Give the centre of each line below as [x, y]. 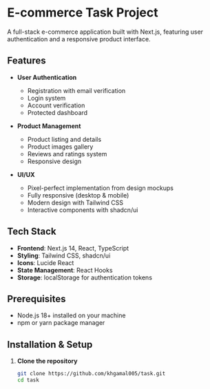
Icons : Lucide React [45, 262]
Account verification [56, 105]
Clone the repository [47, 361]
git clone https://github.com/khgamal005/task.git [91, 374]
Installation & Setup [50, 345]
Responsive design [54, 161]
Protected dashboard [57, 112]
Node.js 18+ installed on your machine [71, 315]
